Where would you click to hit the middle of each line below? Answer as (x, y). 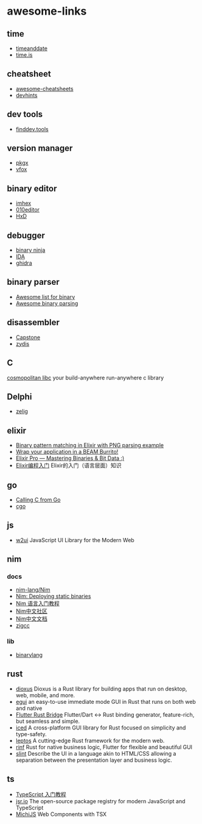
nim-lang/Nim (33, 590)
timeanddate (32, 48)
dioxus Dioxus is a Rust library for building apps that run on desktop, (101, 689)
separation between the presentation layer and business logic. (94, 760)
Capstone (28, 337)
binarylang (29, 654)
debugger (26, 235)
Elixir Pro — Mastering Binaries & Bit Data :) (70, 458)
